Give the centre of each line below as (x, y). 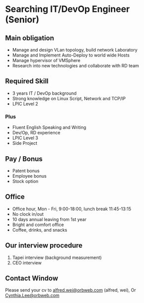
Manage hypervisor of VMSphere (46, 60)
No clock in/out (28, 214)
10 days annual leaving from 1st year (49, 219)
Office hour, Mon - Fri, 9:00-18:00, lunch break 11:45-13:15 (72, 209)
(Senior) (22, 20)
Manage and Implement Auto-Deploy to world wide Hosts (71, 55)
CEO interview (27, 263)
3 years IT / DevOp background (44, 93)
